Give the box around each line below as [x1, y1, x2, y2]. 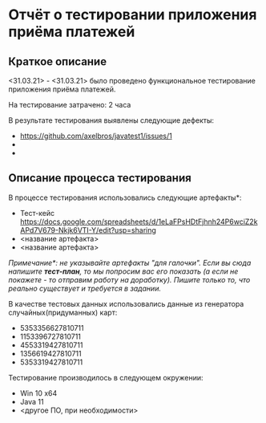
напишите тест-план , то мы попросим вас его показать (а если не [8, 266, 239, 276]
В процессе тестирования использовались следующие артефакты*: [8, 193, 242, 202]
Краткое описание [8, 55, 107, 68]
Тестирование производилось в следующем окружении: [8, 372, 204, 382]
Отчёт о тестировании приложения [8, 6, 257, 24]
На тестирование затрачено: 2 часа [8, 100, 131, 109]
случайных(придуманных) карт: [8, 307, 118, 317]
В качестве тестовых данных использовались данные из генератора [8, 299, 244, 308]
